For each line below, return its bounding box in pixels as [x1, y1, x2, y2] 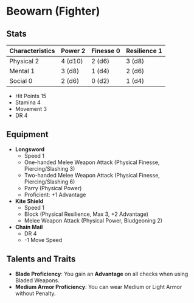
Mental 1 [9, 67, 35, 75]
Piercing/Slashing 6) [24, 178, 75, 185]
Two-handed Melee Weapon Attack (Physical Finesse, [24, 171, 160, 179]
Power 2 [60, 47, 86, 55]
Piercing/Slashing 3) [24, 165, 75, 172]
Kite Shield [15, 197, 44, 205]
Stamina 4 [15, 99, 41, 106]
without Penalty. [15, 290, 56, 297]
